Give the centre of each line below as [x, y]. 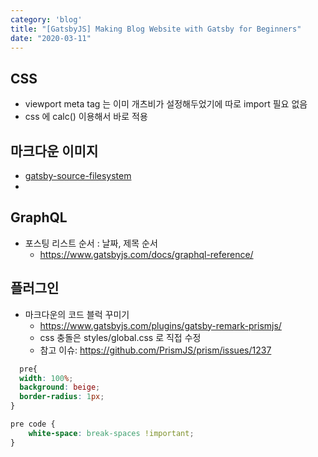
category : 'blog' [46, 19]
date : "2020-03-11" [51, 38]
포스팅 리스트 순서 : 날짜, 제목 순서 [91, 243]
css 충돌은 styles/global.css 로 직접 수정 [120, 337]
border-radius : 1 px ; [62, 397]
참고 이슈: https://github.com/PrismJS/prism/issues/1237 [155, 350]
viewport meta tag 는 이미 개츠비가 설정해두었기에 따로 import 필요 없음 [166, 104]
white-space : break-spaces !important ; [111, 433]
